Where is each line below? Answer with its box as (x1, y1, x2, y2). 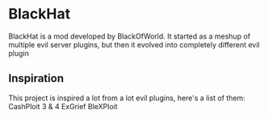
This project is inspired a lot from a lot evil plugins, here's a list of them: (8, 93, 246, 103)
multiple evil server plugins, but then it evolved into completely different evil (8, 39, 260, 49)
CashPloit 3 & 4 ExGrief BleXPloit (8, 101, 119, 111)
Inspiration (8, 71, 65, 85)
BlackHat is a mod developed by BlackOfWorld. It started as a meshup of (8, 31, 251, 41)
